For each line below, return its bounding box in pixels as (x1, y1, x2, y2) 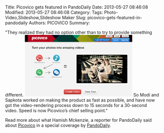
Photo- (104, 9, 118, 15)
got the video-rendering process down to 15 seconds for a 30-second (5, 102, 147, 108)
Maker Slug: (62, 15, 87, 20)
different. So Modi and (5, 92, 159, 98)
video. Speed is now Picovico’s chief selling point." (5, 108, 108, 113)
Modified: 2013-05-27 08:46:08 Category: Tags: (5, 9, 103, 15)
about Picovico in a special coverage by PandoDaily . (5, 123, 111, 128)
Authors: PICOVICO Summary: (29, 20, 90, 26)
